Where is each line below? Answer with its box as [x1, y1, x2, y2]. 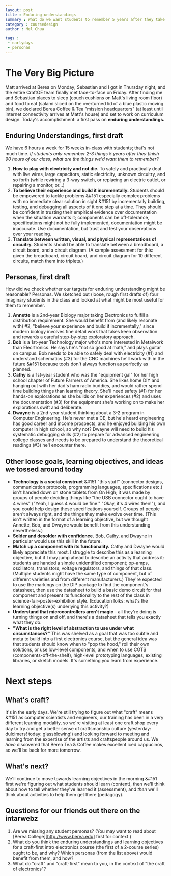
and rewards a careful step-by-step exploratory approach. [12, 334, 135, 340]
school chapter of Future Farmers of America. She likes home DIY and [12, 377, 160, 383]
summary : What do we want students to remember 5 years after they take [5, 17, 165, 22]
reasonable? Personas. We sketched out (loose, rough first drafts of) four [5, 291, 159, 297]
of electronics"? [12, 866, 46, 872]
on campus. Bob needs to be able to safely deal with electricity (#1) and [12, 350, 163, 356]
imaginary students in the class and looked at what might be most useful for [5, 297, 164, 303]
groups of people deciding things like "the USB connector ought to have [12, 495, 164, 501]
